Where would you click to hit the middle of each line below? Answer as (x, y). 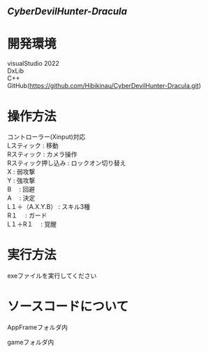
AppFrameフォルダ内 (38, 327)
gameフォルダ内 (31, 343)
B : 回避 (21, 189)
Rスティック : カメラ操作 (43, 154)
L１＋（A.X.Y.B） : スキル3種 (49, 207)
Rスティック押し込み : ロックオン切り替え (67, 163)
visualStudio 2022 (33, 64)
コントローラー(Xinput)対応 (46, 137)
